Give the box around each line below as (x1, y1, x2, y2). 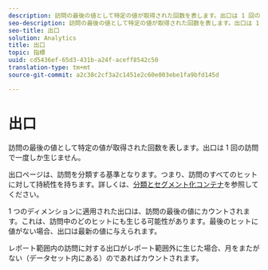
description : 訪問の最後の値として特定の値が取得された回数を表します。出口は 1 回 (8, 11, 255, 20)
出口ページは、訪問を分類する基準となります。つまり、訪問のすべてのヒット (8, 169, 258, 179)
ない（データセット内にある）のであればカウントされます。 (8, 252, 203, 263)
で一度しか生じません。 (8, 152, 85, 162)
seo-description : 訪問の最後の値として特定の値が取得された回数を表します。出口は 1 (8, 19, 260, 27)
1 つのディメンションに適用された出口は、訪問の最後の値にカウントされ (8, 206, 243, 216)
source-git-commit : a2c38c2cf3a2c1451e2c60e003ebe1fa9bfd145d (8, 71, 219, 79)
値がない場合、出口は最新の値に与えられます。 (8, 226, 162, 236)
